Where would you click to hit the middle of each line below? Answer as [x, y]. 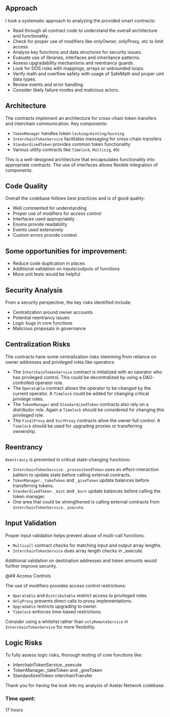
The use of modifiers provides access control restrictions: [66, 585]
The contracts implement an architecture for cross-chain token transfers [81, 118]
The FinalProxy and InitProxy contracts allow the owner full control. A [87, 420]
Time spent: [20, 699]
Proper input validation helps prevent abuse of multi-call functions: [75, 535]
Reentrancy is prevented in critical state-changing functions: [68, 459]
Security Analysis [34, 290]
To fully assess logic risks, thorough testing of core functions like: [74, 655]
